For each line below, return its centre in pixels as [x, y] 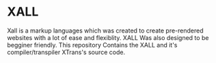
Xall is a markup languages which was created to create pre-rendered [105, 30]
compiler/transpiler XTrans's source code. [66, 52]
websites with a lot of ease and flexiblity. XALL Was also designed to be [108, 37]
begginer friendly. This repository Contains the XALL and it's [92, 45]
